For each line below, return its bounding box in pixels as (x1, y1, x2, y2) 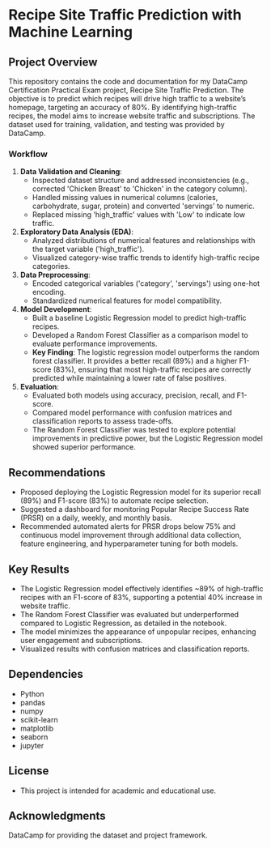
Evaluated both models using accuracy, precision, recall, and (32, 390, 235, 400)
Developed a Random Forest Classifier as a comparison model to (32, 330, 248, 340)
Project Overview (8, 55, 98, 69)
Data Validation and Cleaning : (19, 167, 123, 177)
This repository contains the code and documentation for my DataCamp (8, 77, 248, 86)
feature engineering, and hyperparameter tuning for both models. (19, 539, 239, 548)
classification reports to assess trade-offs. (32, 416, 174, 426)
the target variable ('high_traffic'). (32, 245, 145, 254)
